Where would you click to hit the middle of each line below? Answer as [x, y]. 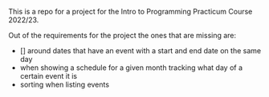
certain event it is [49, 76]
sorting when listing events [65, 84]
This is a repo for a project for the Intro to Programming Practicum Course [130, 12]
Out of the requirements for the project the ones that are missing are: [122, 35]
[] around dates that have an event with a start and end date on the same [141, 50]
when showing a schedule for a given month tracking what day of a [131, 68]
